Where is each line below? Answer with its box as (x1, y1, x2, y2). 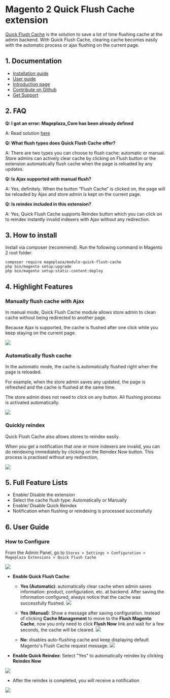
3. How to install (5, 230, 57, 240)
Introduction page (12, 81, 50, 87)
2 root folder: (5, 250, 33, 256)
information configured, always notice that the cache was (20, 594, 141, 600)
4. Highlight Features (5, 282, 73, 291)
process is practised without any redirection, (5, 454, 98, 460)
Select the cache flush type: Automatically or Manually (12, 497, 127, 503)
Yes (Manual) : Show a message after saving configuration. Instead (20, 610, 160, 616)
